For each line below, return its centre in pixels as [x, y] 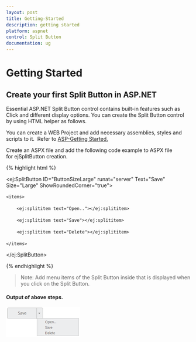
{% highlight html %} [31, 168]
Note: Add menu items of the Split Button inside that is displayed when [105, 277]
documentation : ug [28, 43]
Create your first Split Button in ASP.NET [81, 95]
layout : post [22, 12]
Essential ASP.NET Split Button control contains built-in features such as [93, 109]
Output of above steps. [35, 297]
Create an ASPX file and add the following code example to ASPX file [89, 150]
